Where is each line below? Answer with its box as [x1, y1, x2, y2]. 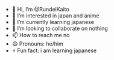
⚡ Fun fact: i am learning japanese [11, 47, 97, 54]
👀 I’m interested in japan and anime [11, 12, 100, 19]
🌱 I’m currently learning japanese [11, 19, 95, 25]
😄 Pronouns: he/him [11, 40, 63, 47]
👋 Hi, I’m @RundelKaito [11, 6, 69, 13]
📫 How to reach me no [11, 32, 70, 38]
